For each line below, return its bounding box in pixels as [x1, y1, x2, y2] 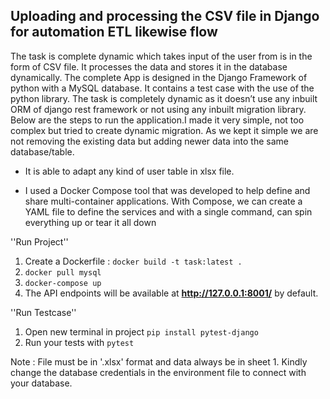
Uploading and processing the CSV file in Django [10, 8, 320, 25]
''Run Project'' [10, 235, 69, 248]
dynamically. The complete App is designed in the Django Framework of [10, 71, 308, 83]
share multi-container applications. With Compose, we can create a [24, 195, 303, 207]
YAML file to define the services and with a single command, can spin [24, 205, 313, 218]
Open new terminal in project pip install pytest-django [24, 325, 259, 338]
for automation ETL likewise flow [10, 24, 218, 41]
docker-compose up [24, 278, 102, 288]
